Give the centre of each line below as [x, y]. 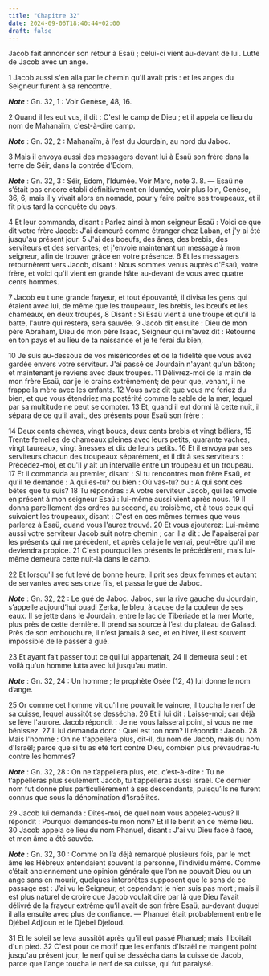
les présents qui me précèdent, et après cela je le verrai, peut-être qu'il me [132, 542]
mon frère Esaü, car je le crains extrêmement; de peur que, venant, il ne [127, 382]
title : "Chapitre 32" [45, 16]
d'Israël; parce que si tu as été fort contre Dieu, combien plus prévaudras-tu [134, 748]
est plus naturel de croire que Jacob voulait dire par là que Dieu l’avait [124, 897]
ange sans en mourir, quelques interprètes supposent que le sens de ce [127, 880]
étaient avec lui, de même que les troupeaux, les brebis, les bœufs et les [128, 306]
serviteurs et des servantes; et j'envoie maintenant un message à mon [124, 248]
